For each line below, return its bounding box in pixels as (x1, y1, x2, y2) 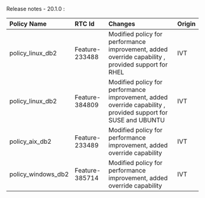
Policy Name (9, 19, 47, 28)
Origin (177, 19, 196, 28)
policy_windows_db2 (9, 170, 69, 179)
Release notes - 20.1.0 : (6, 5, 65, 12)
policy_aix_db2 (9, 137, 52, 146)
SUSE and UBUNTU (108, 116, 165, 124)
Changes (108, 19, 135, 28)
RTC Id (74, 19, 95, 28)
